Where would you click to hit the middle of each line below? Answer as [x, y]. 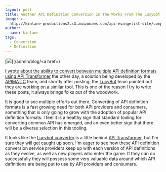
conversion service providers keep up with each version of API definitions [80, 148]
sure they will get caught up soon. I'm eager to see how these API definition [82, 143]
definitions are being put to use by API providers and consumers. [71, 164]
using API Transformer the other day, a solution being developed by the [78, 76]
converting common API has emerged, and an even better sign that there [79, 122]
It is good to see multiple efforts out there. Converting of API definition [77, 102]
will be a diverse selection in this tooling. [46, 128]
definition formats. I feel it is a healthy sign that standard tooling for [73, 117]
